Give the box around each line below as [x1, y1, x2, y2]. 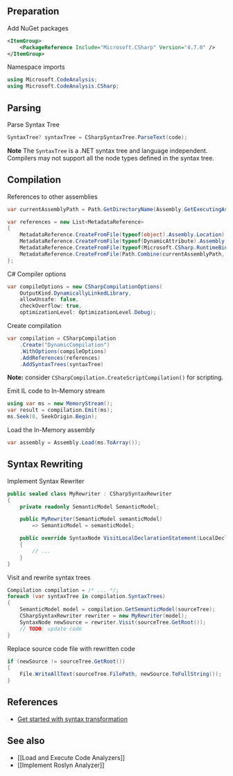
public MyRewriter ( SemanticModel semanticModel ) [19, 515, 163, 523]
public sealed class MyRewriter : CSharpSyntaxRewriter [7, 490, 172, 497]
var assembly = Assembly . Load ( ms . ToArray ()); [7, 439, 141, 447]
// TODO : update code [19, 625, 82, 632]
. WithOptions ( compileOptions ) [19, 347, 107, 355]
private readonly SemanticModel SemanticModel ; [19, 503, 159, 510]
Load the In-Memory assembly [7, 426, 95, 434]
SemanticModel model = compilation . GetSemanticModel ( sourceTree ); [19, 606, 216, 613]
